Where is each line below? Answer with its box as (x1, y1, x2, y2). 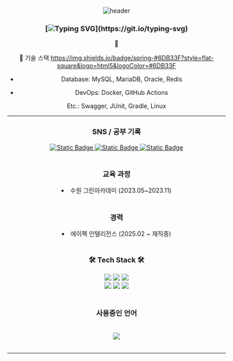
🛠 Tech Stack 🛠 (88, 255, 145, 265)
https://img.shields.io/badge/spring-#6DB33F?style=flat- (51, 54, 214, 62)
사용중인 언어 (96, 308, 137, 318)
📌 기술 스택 (19, 54, 50, 62)
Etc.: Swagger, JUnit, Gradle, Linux (67, 102, 166, 110)
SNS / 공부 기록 (92, 127, 141, 137)
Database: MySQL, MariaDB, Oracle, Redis (61, 75, 182, 83)
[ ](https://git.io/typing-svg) (44, 24, 189, 33)
